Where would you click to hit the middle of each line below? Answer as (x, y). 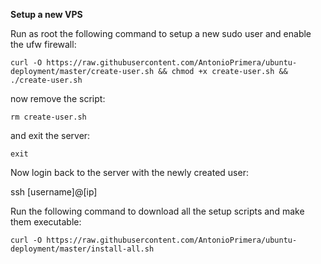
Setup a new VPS (46, 14)
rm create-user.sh (48, 117)
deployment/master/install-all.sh (82, 249)
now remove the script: (58, 98)
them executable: (46, 222)
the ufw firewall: (43, 44)
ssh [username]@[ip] (54, 192)
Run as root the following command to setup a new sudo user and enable (161, 33)
